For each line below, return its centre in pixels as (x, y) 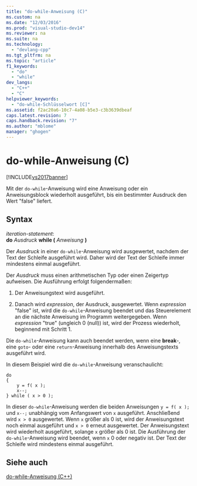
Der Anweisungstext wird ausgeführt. (60, 293)
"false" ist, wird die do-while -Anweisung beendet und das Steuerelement (103, 310)
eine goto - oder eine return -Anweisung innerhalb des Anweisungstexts (92, 347)
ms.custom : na (23, 17)
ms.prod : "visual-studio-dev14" (45, 28)
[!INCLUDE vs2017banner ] (37, 177)
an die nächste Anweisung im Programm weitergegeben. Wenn (91, 316)
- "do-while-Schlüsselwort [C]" (51, 104)
